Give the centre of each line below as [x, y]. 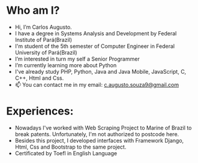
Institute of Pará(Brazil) [43, 40]
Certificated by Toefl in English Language [66, 153]
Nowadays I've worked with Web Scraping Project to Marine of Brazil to [103, 128]
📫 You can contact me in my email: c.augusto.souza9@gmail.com [97, 84]
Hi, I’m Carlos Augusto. [43, 27]
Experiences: [40, 111]
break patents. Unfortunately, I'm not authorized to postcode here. [97, 134]
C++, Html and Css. [39, 78]
